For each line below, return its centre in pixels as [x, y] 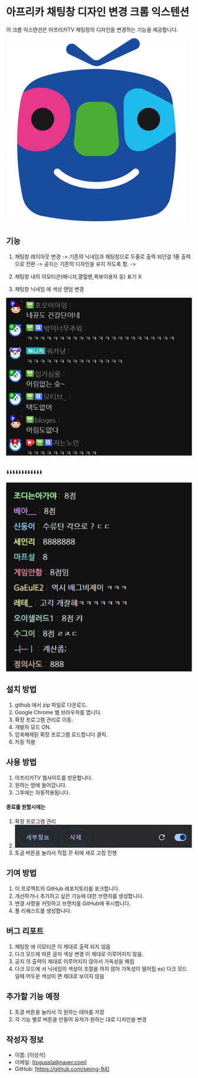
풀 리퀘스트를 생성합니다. [43, 911]
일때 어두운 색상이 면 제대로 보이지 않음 [60, 976]
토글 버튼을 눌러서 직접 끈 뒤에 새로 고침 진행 [66, 853]
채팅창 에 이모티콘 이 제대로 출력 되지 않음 [62, 946]
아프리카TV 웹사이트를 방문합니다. [54, 778]
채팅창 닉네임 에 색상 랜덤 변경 [49, 289]
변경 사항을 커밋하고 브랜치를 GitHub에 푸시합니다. [72, 903]
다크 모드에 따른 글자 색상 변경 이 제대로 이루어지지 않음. [79, 954]
